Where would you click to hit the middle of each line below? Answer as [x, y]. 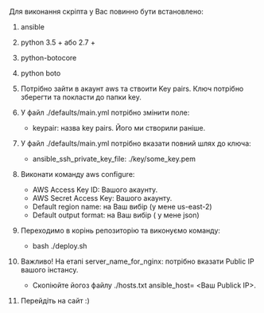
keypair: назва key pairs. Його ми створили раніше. [119, 128]
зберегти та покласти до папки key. [81, 97]
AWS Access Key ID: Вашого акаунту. [95, 190]
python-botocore [49, 58]
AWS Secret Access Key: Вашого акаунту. [102, 198]
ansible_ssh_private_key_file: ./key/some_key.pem [114, 159]
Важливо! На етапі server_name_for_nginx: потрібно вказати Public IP [137, 261]
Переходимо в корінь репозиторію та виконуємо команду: [120, 231]
